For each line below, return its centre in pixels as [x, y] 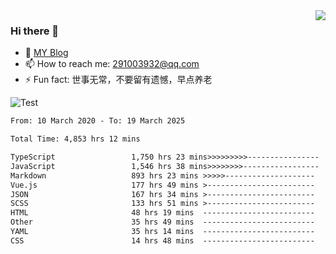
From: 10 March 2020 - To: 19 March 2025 [98, 121]
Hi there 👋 [35, 31]
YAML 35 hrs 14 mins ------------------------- [162, 232]
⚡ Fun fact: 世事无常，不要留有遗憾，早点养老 [118, 80]
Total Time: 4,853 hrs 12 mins [75, 139]
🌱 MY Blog [46, 53]
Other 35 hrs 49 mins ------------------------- [162, 222]
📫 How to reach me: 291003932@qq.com [112, 64]
